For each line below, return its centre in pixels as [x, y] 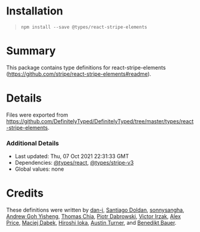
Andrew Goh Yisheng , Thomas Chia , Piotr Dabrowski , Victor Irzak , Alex [94, 216]
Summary [31, 51]
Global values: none [39, 169]
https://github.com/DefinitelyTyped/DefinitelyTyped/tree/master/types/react [100, 121]
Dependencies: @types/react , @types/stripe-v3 [74, 163]
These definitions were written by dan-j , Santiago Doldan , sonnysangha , [95, 210]
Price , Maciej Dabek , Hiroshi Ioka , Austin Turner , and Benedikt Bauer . [91, 223]
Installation [35, 11]
